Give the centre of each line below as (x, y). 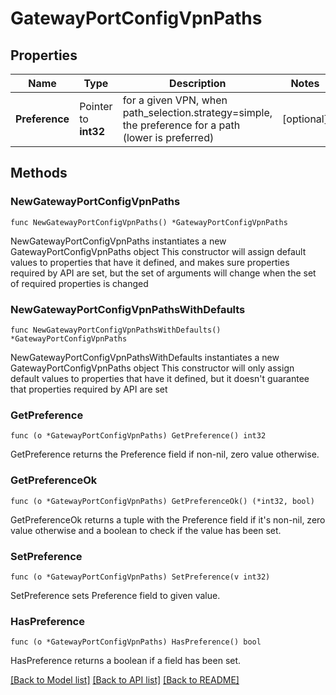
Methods (39, 173)
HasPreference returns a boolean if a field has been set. (126, 661)
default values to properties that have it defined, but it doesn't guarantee (160, 378)
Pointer (96, 106)
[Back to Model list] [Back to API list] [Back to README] (125, 680)
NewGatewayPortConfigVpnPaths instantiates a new (118, 241)
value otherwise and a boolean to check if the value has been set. (146, 530)
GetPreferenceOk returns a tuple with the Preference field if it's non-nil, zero (168, 519)
